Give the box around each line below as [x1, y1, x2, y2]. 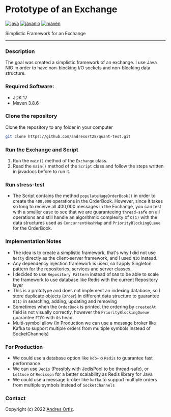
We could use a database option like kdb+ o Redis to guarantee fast [12, 355, 153, 361]
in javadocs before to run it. [12, 169, 70, 174]
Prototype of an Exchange [5, 4, 118, 15]
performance [12, 360, 41, 366]
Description [5, 47, 35, 54]
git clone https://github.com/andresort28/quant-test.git [5, 134, 131, 139]
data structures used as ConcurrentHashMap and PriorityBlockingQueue [12, 220, 161, 226]
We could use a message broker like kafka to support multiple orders [12, 376, 157, 382]
